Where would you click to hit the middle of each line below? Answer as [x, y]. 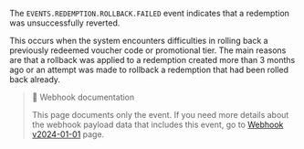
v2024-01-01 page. [68, 134]
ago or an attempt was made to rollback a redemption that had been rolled [149, 69]
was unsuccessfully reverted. [65, 23]
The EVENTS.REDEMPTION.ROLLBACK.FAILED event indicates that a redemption [150, 13]
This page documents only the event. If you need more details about [160, 115]
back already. [35, 80]
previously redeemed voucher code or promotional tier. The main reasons [148, 50]
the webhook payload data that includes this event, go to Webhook [157, 124]
